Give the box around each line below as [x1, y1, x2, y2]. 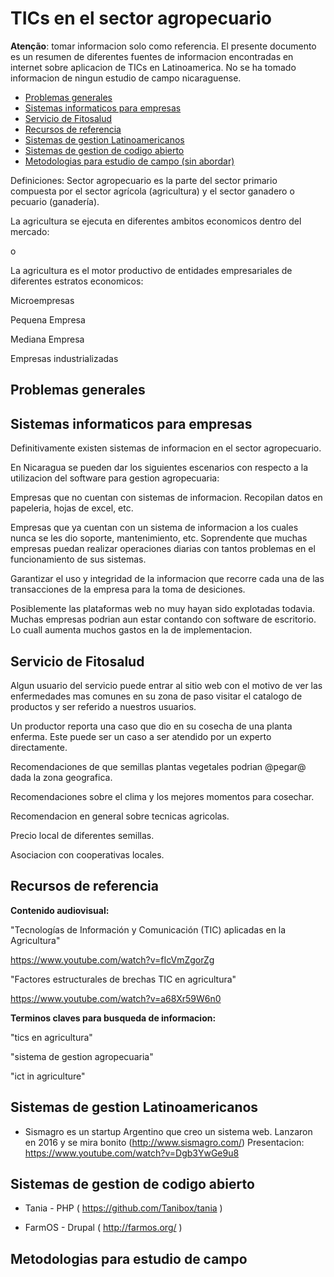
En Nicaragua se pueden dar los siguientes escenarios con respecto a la [10, 462, 309, 474]
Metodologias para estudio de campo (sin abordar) [24, 155, 235, 167]
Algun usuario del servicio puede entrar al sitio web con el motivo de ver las [10, 679, 323, 691]
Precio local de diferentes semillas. [10, 829, 155, 841]
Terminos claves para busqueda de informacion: [10, 1012, 217, 1024]
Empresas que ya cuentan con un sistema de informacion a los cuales [10, 522, 299, 534]
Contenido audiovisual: [10, 904, 110, 916]
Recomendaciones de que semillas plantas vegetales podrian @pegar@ [10, 760, 307, 772]
